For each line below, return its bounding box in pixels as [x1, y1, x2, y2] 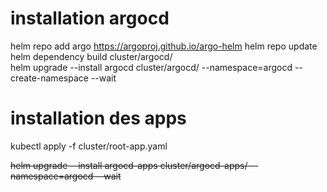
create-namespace [10, 72, 89, 84]
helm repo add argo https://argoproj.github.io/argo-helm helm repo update [10, 40, 318, 52]
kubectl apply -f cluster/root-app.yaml [10, 140, 168, 152]
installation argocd [10, 7, 170, 30]
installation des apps [10, 107, 187, 130]
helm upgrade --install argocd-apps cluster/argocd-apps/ [10, 159, 248, 171]
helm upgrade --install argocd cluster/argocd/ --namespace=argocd [10, 61, 293, 73]
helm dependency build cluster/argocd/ [10, 50, 173, 62]
